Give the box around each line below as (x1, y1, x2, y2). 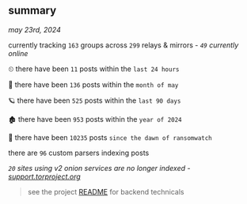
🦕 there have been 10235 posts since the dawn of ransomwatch (8, 132, 212, 142)
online (8, 48, 28, 58)
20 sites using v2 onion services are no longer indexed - (8, 163, 191, 172)
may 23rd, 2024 (8, 25, 61, 34)
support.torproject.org (8, 172, 81, 181)
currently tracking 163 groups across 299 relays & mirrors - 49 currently (8, 40, 239, 50)
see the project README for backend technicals (27, 187, 184, 196)
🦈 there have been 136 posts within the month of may (8, 80, 179, 89)
